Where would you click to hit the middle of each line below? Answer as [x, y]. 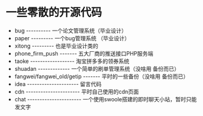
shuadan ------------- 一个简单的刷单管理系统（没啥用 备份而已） [97, 68]
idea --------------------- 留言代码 [58, 84]
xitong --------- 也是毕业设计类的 [56, 46]
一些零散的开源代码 [54, 13]
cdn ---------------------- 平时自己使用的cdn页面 [77, 92]
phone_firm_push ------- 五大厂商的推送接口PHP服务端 [84, 53]
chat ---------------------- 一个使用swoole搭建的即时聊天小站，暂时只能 [105, 99]
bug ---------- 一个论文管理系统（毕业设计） [71, 31]
